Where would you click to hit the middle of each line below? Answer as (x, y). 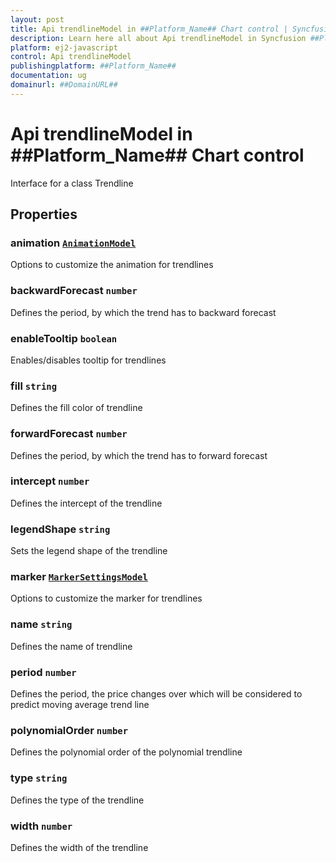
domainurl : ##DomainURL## (64, 85)
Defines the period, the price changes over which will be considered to (156, 694)
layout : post (37, 19)
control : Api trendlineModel (71, 57)
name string (41, 624)
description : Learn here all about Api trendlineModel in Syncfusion (158, 38)
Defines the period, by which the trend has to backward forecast (143, 312)
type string (39, 778)
